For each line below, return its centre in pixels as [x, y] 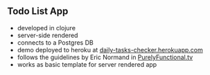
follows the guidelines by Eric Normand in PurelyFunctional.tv [105, 57]
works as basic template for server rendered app [87, 64]
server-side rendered [47, 35]
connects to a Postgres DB [55, 42]
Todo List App [38, 11]
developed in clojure [46, 28]
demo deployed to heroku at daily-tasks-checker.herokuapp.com [110, 50]
